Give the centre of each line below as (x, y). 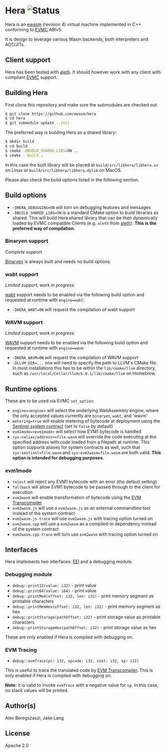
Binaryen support (27, 241)
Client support (28, 60)
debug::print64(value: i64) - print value (54, 591)
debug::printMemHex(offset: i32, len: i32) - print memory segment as (86, 606)
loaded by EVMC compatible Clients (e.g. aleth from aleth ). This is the (84, 223)
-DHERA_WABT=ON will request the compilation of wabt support (74, 310)
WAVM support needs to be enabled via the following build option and (77, 343)
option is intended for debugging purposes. (58, 458)
